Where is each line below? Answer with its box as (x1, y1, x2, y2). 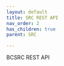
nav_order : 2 (6, 20, 40, 26)
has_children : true (6, 26, 56, 32)
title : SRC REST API (6, 15, 59, 21)
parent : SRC (6, 32, 37, 38)
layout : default (6, 9, 48, 15)
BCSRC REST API (6, 54, 50, 61)
